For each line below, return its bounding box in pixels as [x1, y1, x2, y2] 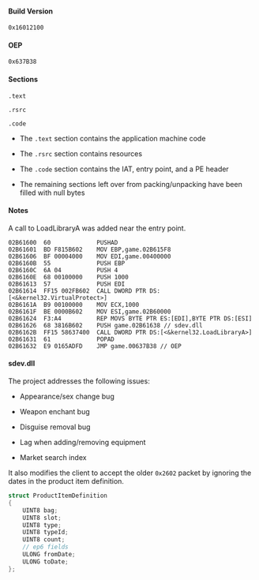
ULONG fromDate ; [22, 551, 77, 559]
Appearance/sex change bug [19, 391, 114, 402]
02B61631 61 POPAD [8, 335, 114, 343]
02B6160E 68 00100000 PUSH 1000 [8, 273, 129, 281]
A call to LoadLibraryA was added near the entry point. [8, 223, 186, 233]
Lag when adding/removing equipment [19, 438, 146, 447]
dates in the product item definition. [8, 477, 125, 486]
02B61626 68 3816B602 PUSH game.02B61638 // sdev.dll [8, 321, 203, 329]
